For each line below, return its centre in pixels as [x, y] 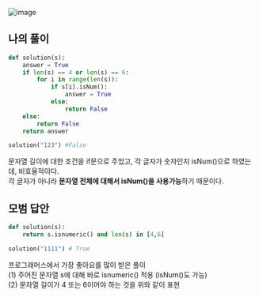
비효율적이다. [39, 171]
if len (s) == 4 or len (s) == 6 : [76, 72]
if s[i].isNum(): [79, 87]
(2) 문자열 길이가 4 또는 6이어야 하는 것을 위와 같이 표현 [94, 284]
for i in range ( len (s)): [78, 80]
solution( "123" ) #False [48, 145]
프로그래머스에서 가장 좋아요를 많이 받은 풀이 [77, 265]
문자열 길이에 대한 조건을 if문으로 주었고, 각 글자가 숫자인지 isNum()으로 [119, 161]
